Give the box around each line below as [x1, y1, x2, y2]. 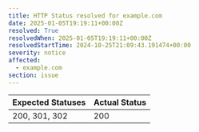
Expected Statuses [12, 97, 86, 108]
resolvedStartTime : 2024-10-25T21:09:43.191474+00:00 [8, 42, 192, 50]
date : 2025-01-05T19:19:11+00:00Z [8, 19, 124, 27]
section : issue [8, 71, 59, 79]
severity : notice [8, 49, 66, 57]
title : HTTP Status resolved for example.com [8, 11, 162, 20]
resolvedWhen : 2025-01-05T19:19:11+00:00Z [8, 34, 152, 42]
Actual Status [93, 97, 146, 108]
